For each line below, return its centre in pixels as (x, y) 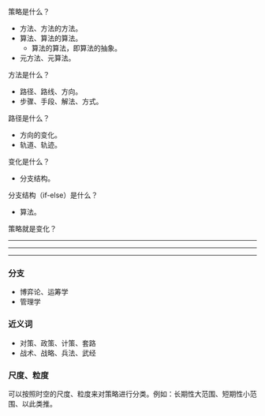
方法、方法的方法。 (51, 28)
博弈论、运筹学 (44, 292)
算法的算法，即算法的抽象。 (77, 48)
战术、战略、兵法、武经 (58, 353)
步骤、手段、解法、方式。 (61, 101)
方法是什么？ (29, 75)
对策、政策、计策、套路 (58, 343)
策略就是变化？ (32, 229)
